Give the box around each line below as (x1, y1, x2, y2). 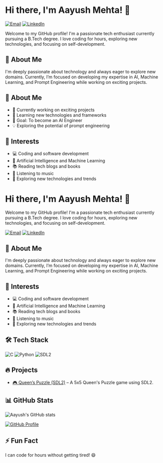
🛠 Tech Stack (5, 336, 49, 344)
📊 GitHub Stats (5, 396, 54, 404)
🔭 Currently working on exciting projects (12, 107, 95, 113)
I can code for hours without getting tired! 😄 (5, 452, 96, 458)
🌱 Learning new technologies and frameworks (12, 112, 107, 118)
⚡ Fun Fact (5, 436, 38, 445)
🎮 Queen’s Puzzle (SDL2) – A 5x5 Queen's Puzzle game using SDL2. (12, 379, 154, 385)
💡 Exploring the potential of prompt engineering (12, 123, 110, 129)
